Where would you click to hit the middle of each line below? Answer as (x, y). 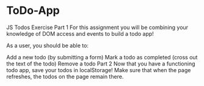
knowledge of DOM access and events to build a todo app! (80, 33)
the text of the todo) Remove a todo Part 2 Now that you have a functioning (101, 64)
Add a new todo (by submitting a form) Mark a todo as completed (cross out (102, 57)
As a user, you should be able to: (47, 45)
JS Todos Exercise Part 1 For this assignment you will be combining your (97, 27)
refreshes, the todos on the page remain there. (65, 76)
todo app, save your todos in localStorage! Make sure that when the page (99, 70)
